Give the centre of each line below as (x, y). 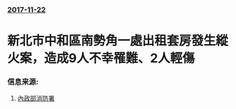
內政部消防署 (36, 99)
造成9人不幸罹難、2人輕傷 (119, 58)
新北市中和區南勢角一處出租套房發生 (112, 41)
